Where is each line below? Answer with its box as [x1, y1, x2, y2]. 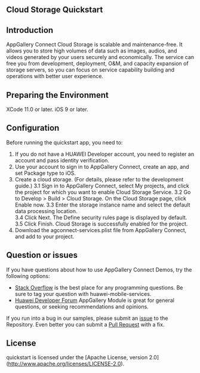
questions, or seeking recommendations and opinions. [14, 303, 149, 310]
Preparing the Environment [6, 90, 109, 100]
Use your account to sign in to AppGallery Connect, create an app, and [14, 163, 189, 170]
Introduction [6, 25, 54, 35]
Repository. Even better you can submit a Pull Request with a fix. [6, 320, 165, 328]
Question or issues [6, 250, 78, 260]
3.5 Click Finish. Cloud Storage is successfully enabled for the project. [14, 220, 188, 227]
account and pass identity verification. [14, 156, 109, 164]
